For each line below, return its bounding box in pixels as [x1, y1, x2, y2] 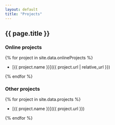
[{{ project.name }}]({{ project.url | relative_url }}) [12, 64, 111, 70]
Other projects [5, 85, 40, 92]
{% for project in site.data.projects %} [5, 97, 81, 102]
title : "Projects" [5, 12, 42, 16]
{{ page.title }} [5, 29, 50, 38]
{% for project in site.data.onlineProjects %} [5, 55, 93, 61]
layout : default [5, 7, 38, 12]
